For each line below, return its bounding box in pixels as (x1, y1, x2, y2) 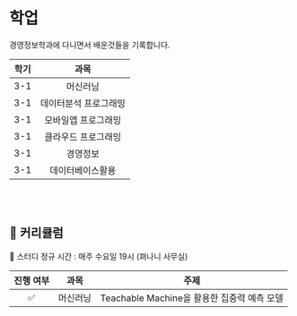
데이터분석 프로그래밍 (39, 97, 126, 109)
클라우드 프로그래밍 (44, 131, 122, 143)
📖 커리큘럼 (9, 226, 65, 241)
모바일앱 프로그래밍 (44, 114, 122, 126)
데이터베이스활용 (48, 164, 117, 176)
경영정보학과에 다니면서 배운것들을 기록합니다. (9, 39, 170, 50)
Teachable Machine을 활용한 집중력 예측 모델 (100, 292, 284, 304)
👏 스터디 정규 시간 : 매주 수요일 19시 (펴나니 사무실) (9, 251, 188, 261)
